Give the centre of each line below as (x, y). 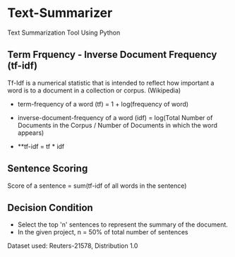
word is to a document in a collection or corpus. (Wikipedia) (94, 90)
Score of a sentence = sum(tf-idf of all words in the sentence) (97, 186)
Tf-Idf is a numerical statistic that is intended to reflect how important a (111, 83)
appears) (31, 133)
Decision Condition (50, 207)
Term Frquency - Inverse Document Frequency (112, 55)
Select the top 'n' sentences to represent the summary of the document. (122, 225)
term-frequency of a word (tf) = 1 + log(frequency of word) (103, 104)
